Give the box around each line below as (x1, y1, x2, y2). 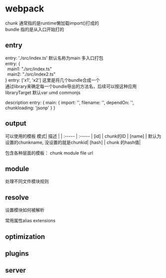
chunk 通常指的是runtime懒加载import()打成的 (5, 20, 99, 26)
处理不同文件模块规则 (5, 178, 49, 184)
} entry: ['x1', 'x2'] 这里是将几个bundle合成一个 (5, 77, 100, 83)
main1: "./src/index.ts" (7, 66, 52, 72)
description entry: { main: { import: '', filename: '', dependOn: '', (5, 99, 134, 105)
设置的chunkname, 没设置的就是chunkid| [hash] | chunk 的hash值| (5, 139, 141, 145)
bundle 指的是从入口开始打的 (5, 26, 65, 32)
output (5, 119, 26, 128)
